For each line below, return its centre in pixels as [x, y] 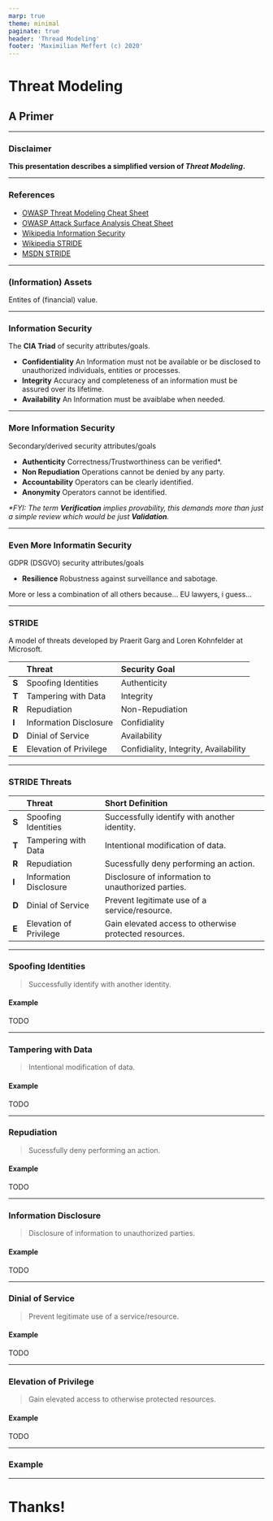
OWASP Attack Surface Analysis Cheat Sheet [97, 223]
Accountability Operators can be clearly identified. [107, 482]
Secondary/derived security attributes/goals [82, 446]
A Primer [31, 116]
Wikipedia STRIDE [52, 243]
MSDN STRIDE [46, 253]
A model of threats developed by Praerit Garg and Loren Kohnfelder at [126, 641]
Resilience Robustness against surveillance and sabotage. [119, 578]
